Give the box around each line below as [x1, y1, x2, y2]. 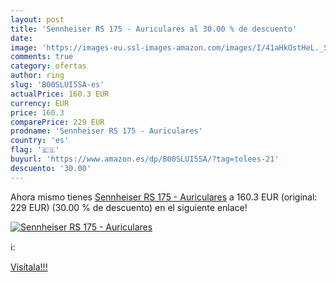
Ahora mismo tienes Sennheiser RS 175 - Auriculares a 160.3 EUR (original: [10, 191, 318, 203]
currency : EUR [10, 98, 70, 108]
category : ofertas [10, 61, 87, 71]
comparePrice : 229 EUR [10, 117, 105, 127]
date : [10, 33, 33, 43]
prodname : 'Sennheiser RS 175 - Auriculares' [10, 126, 203, 136]
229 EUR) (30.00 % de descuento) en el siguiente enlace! [10, 201, 248, 213]
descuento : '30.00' [10, 163, 92, 173]
